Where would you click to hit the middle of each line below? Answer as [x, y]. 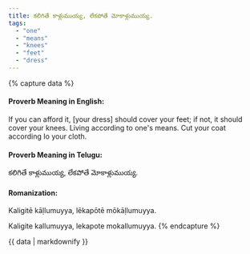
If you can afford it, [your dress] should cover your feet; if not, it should [125, 119]
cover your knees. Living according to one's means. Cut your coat [117, 128]
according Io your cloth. [48, 136]
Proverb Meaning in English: [56, 102]
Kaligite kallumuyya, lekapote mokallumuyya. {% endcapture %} [114, 226]
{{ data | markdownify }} [48, 242]
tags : [17, 23]
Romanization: [33, 192]
